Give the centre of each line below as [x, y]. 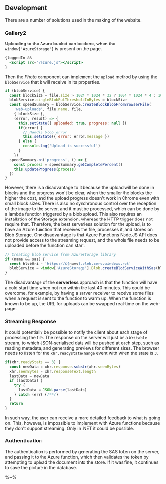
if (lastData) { [26, 381]
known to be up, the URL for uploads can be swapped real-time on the [77, 303]
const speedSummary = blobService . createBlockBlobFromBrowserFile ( [81, 105]
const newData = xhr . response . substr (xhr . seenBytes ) [65, 367]
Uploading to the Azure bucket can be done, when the [60, 44]
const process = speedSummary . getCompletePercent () [68, 164]
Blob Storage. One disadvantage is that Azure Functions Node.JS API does [81, 235]
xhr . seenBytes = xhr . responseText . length [53, 371]
